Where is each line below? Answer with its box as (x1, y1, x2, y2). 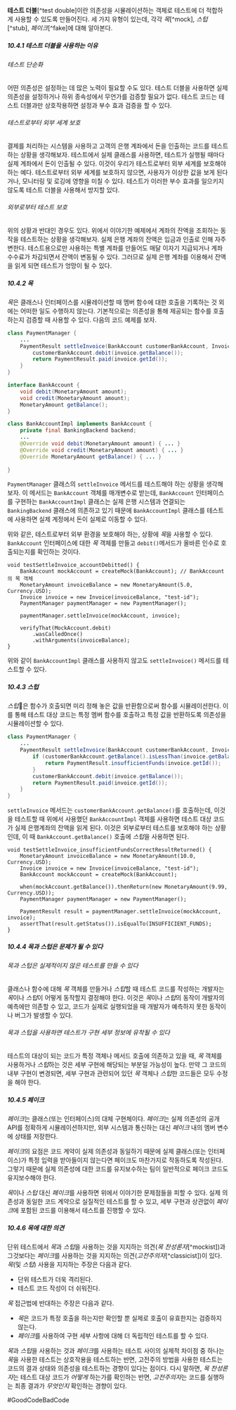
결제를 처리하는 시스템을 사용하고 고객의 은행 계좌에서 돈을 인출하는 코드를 (7, 142, 210, 150)
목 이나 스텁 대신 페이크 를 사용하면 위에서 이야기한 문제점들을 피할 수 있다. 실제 (7, 1188, 221, 1197)
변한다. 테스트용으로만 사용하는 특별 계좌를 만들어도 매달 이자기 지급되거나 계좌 (7, 244, 223, 252)
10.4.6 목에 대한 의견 (7, 1223, 65, 1232)
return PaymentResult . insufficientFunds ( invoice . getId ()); (44, 759, 221, 766)
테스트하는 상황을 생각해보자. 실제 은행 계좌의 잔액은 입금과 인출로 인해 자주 (20, 235, 227, 243)
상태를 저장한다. (14, 1132, 58, 1140)
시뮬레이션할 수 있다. (7, 719, 64, 728)
